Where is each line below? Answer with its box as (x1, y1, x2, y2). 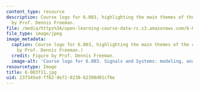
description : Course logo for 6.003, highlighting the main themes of (6, 14, 184, 20)
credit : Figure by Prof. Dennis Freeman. (11, 53, 115, 59)
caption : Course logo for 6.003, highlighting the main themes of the (11, 42, 190, 48)
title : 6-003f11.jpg (6, 69, 57, 75)
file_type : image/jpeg (6, 31, 62, 37)
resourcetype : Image (6, 63, 57, 70)
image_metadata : (6, 36, 46, 42)
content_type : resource (6, 8, 65, 15)
